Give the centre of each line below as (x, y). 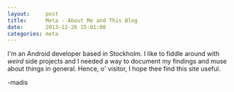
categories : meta (33, 34)
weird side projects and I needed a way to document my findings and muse (117, 62)
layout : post (33, 14)
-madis (18, 83)
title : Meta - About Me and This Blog (73, 21)
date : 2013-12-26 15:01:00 (57, 27)
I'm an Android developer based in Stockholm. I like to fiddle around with (113, 54)
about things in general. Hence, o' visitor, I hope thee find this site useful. (114, 69)
